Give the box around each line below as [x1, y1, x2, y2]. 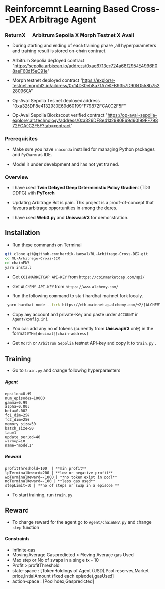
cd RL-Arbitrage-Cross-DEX [5, 256, 60, 261]
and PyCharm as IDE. [12, 151, 53, 157]
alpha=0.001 [5, 405, 29, 409]
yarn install [5, 265, 32, 270]
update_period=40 [5, 435, 41, 440]
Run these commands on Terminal [12, 242, 82, 248]
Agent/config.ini [12, 317, 48, 322]
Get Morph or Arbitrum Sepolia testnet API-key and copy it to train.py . [12, 340, 156, 346]
